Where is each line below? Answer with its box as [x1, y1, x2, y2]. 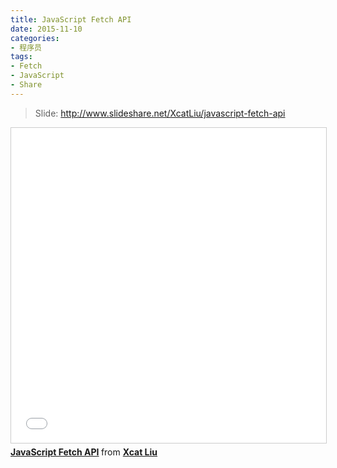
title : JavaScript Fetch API [10, 14, 132, 25]
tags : [10, 52, 33, 62]
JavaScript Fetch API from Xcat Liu [10, 446, 158, 458]
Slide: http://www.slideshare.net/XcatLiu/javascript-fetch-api [34, 107, 286, 119]
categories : [10, 33, 60, 43]
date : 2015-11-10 [10, 24, 83, 34]
